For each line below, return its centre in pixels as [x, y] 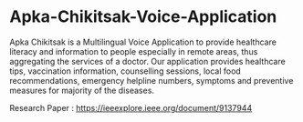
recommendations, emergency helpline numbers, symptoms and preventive [151, 80]
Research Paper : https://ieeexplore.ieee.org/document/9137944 [131, 107]
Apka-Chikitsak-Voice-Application [143, 17]
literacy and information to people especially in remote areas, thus [134, 51]
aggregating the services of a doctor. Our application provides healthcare [147, 61]
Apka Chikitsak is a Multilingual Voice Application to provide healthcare [143, 42]
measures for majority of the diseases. [82, 90]
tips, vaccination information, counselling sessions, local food [125, 71]
